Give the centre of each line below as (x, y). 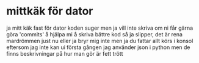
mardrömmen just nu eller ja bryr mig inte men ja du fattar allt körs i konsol (100, 41)
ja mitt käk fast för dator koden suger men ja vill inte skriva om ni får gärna (100, 28)
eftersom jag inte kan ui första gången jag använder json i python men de (98, 47)
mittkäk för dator (50, 11)
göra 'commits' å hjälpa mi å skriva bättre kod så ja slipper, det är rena (95, 34)
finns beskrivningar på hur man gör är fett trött (65, 53)
